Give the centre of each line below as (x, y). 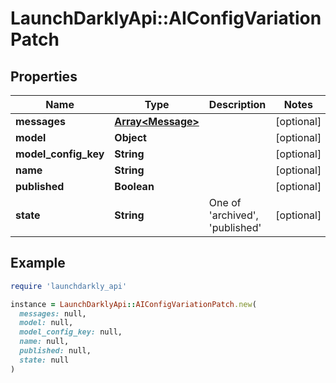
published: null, (55, 351)
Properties (44, 76)
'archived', (233, 215)
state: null (44, 360)
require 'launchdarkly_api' (69, 286)
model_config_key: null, (71, 332)
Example (38, 263)
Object (130, 137)
